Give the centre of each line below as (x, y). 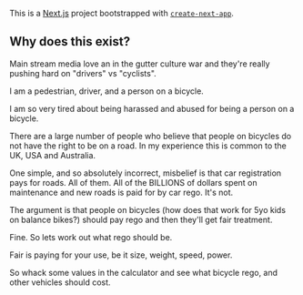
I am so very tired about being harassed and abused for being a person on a (152, 108)
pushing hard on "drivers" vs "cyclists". (83, 73)
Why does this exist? (70, 41)
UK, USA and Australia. (53, 155)
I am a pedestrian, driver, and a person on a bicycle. (107, 91)
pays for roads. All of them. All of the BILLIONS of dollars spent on (133, 182)
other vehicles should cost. (60, 282)
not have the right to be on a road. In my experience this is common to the (148, 146)
